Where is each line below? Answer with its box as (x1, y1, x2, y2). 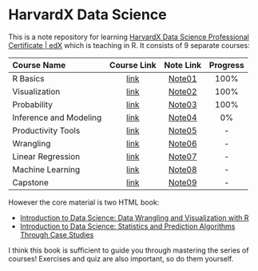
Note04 (168, 112, 197, 123)
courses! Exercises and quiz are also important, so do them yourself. (8, 253, 234, 263)
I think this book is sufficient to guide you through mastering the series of (8, 245, 249, 255)
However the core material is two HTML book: (8, 197, 160, 207)
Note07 (168, 150, 197, 161)
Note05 (168, 125, 197, 136)
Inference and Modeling (12, 112, 102, 123)
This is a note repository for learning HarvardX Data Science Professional (8, 32, 249, 42)
